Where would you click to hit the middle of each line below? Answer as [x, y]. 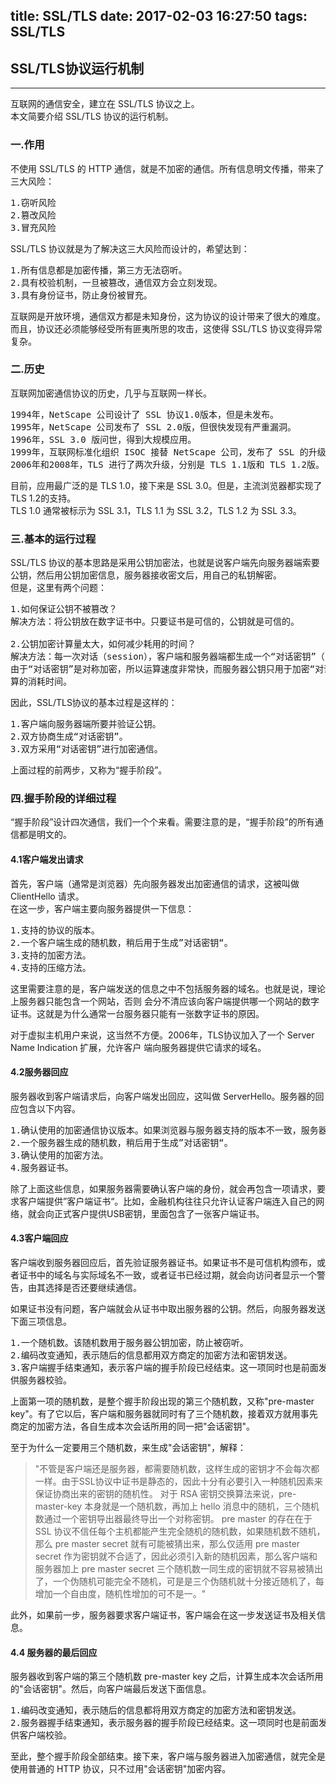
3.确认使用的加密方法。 [59, 1155]
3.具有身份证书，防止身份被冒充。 [81, 295]
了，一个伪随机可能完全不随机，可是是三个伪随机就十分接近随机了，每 [179, 1581]
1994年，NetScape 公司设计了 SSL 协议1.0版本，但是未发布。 [145, 414]
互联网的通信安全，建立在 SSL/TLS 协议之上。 [105, 104]
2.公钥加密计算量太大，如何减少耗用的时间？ [103, 644]
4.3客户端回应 [39, 1238]
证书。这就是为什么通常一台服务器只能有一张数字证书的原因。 [137, 1013]
